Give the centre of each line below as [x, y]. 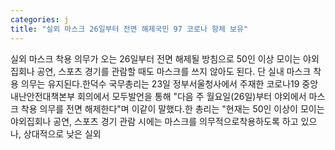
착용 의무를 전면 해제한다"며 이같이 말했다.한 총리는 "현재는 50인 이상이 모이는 [172, 108]
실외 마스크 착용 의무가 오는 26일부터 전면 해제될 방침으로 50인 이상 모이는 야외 [165, 58]
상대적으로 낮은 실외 [62, 133]
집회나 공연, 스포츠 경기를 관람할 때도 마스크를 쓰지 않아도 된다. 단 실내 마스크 [161, 71]
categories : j [40, 19]
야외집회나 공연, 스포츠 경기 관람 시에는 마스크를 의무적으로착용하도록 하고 [154, 121]
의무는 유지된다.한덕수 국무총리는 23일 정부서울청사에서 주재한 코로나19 [160, 83]
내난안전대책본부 [43, 96]
